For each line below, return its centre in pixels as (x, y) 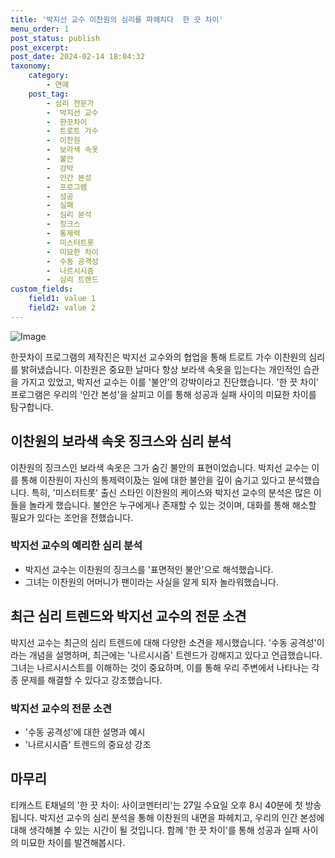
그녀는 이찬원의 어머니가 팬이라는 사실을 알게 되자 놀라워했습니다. (151, 582)
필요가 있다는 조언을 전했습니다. (72, 517)
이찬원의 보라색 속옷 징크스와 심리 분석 (121, 441)
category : (49, 76)
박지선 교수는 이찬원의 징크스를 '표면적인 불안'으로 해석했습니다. (149, 569)
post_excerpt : (40, 47)
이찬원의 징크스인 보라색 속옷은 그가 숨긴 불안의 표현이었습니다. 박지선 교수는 (160, 467)
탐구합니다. (32, 407)
